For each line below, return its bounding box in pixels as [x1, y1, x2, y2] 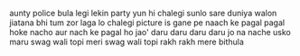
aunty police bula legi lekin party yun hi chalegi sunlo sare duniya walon [9, 8, 277, 18]
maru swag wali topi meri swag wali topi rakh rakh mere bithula [9, 36, 244, 47]
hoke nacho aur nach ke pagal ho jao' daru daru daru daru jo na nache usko [9, 27, 291, 37]
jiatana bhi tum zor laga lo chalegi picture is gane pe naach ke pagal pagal [9, 17, 286, 28]
